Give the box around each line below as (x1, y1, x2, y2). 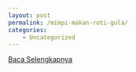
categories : (8, 26, 47, 34)
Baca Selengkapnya (8, 55, 73, 64)
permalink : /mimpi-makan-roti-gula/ (8, 19, 128, 27)
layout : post (8, 11, 51, 20)
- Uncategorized (22, 33, 76, 41)
